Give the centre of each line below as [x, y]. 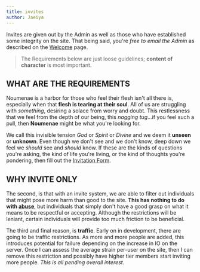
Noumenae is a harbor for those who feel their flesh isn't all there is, [90, 98]
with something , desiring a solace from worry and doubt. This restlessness [98, 111]
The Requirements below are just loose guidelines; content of [97, 59]
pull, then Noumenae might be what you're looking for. [74, 124]
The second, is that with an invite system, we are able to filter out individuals [100, 194]
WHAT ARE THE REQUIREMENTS [68, 83]
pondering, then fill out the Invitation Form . [59, 161]
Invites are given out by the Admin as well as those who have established [96, 34]
